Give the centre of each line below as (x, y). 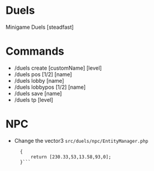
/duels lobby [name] (39, 80)
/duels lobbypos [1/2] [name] (50, 87)
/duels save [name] (38, 93)
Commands (35, 51)
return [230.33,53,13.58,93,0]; (71, 157)
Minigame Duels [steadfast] (40, 27)
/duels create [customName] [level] (58, 68)
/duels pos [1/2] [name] (43, 74)
